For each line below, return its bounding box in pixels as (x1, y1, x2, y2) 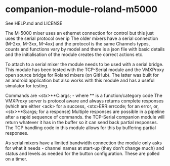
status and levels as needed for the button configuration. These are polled (5, 150, 160, 156)
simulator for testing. (5, 82, 49, 89)
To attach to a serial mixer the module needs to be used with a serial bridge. (5, 61, 163, 67)
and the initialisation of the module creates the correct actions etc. (5, 51, 144, 58)
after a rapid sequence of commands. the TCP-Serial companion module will (5, 114, 165, 120)
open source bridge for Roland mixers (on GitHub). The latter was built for (5, 72, 159, 78)
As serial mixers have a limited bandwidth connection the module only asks (5, 140, 162, 146)
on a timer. (5, 155, 28, 162)
